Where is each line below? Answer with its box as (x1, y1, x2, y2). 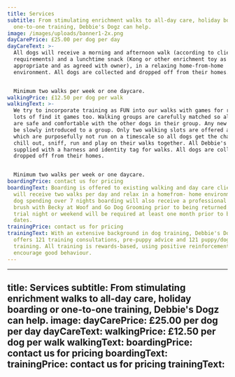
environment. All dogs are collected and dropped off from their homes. (13, 69, 230, 76)
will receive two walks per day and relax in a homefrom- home (13, 190, 201, 198)
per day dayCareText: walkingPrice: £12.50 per (7, 325, 216, 337)
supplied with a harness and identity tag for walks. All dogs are (13, 146, 215, 153)
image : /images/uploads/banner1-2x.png (7, 29, 124, 37)
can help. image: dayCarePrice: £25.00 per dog (7, 314, 218, 326)
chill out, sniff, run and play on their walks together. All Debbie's (13, 139, 227, 147)
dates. (13, 217, 33, 224)
